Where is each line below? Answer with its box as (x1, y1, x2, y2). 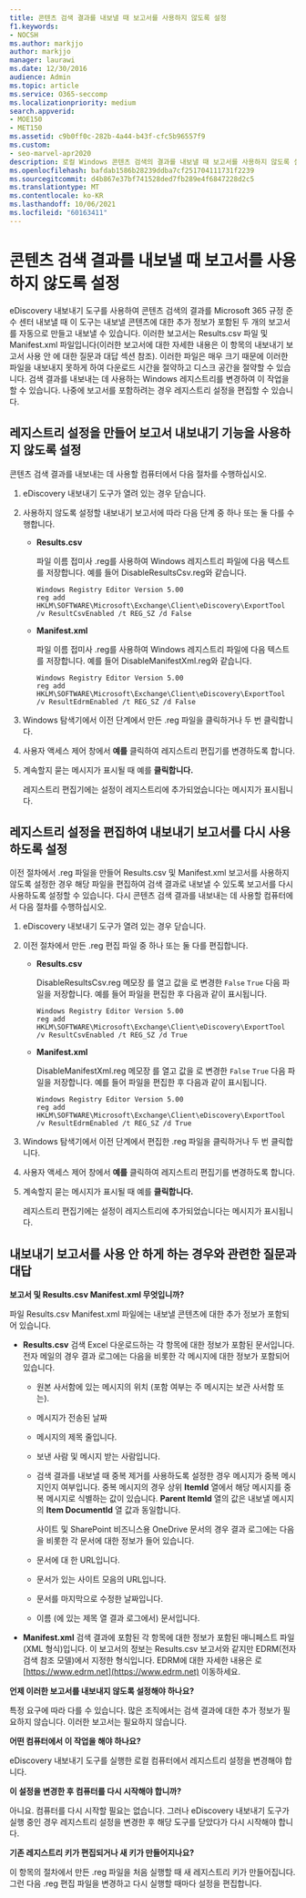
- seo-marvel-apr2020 (9, 149, 92, 158)
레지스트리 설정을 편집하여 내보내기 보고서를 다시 (9, 824, 266, 839)
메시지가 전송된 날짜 (36, 1412, 107, 1423)
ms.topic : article (9, 81, 79, 90)
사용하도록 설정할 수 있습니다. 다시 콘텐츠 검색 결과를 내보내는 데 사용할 (9, 890, 262, 901)
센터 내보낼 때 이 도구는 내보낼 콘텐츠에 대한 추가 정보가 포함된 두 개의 (18, 316, 267, 327)
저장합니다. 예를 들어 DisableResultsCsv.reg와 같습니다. (46, 567, 248, 578)
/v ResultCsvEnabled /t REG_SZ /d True (36, 1031, 189, 1040)
